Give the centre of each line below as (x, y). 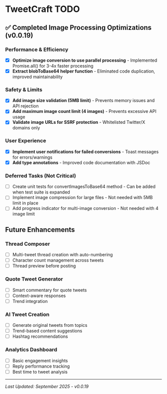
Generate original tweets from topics (50, 325)
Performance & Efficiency (37, 49)
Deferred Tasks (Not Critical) (41, 176)
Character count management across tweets (58, 260)
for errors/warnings (32, 157)
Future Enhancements (40, 230)
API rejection (25, 106)
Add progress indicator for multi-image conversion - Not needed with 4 (85, 208)
